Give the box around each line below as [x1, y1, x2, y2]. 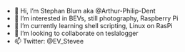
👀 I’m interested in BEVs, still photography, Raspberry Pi [14, 14, 179, 22]
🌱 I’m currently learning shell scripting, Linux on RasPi [14, 22, 173, 30]
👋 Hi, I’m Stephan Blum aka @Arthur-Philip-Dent [14, 7, 156, 15]
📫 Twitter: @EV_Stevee [14, 37, 84, 45]
